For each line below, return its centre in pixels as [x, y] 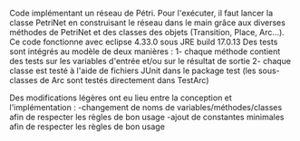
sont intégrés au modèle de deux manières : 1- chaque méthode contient [145, 52]
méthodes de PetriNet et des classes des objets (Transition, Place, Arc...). [147, 32]
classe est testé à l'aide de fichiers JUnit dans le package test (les [133, 70]
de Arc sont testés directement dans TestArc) [125, 80]
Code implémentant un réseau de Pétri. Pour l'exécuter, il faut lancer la [141, 13]
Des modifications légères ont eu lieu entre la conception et [121, 98]
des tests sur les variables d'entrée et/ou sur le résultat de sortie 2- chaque [150, 61]
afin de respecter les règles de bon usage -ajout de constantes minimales [147, 117]
